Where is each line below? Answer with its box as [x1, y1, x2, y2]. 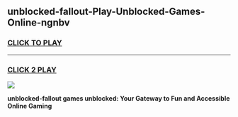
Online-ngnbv [7, 17, 70, 29]
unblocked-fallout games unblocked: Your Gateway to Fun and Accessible [7, 94, 230, 102]
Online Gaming [7, 101, 52, 110]
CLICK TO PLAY [7, 38, 62, 48]
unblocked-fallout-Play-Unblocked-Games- [7, 6, 205, 18]
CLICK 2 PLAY [7, 65, 57, 74]
